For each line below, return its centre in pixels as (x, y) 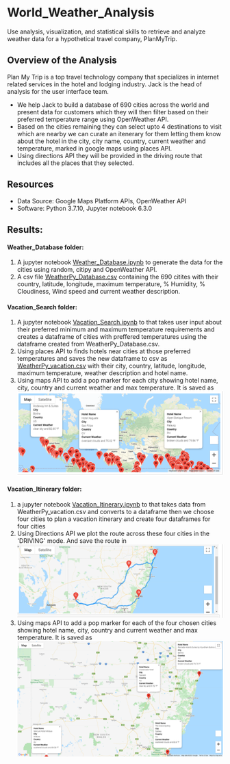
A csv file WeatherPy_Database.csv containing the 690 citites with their (118, 277)
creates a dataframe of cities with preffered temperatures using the (112, 337)
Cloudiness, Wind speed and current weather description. (99, 292)
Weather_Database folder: (46, 247)
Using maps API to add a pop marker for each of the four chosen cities (117, 623)
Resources (30, 184)
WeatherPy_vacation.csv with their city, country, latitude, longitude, (112, 366)
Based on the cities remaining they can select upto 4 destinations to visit (119, 126)
